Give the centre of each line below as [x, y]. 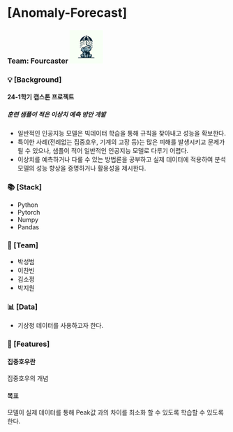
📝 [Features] [29, 344]
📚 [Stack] [24, 187]
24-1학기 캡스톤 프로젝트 [41, 97]
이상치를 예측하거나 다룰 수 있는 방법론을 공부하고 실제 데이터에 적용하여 [115, 159]
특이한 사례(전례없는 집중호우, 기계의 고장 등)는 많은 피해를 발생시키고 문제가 [121, 142]
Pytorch [29, 213]
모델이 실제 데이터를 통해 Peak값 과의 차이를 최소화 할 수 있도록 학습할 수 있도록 [116, 412]
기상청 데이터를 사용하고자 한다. [60, 326]
